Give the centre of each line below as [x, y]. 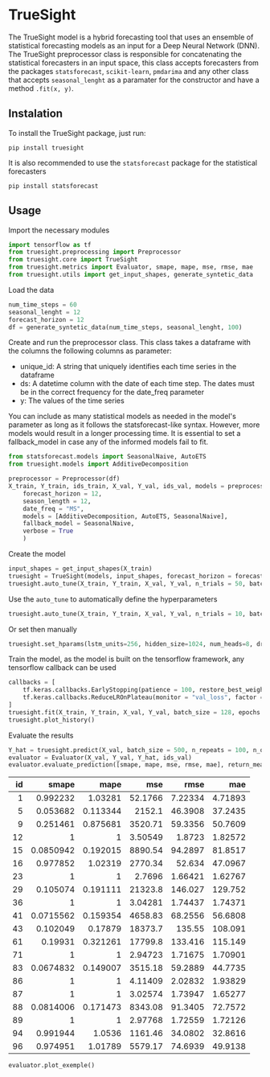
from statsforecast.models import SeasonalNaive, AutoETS [107, 457]
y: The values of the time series [72, 401]
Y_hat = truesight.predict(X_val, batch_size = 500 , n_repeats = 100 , [129, 750]
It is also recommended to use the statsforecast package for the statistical [133, 162]
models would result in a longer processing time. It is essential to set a [125, 434]
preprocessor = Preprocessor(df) [64, 479]
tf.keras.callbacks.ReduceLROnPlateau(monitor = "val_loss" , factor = [143, 697]
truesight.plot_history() [51, 720]
